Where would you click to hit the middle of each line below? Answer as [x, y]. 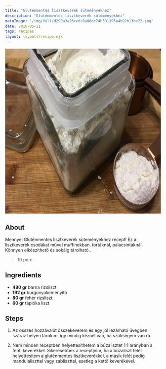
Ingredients [23, 275]
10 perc [25, 259]
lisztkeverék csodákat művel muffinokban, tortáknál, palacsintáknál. [74, 245]
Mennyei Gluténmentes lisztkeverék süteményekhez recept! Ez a [71, 239]
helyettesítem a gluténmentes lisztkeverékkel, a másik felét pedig [78, 356]
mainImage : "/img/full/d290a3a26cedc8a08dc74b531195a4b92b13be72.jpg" [79, 21]
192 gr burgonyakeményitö [40, 292]
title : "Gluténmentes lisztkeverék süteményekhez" [58, 10]
